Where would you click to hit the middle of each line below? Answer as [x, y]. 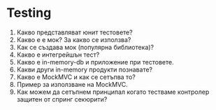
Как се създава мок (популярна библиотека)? [85, 47]
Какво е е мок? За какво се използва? [74, 39]
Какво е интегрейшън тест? [58, 55]
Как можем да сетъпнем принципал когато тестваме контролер [113, 92]
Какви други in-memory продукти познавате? [85, 69]
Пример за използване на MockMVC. [72, 84]
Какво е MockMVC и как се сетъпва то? [76, 77]
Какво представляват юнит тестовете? [75, 32]
